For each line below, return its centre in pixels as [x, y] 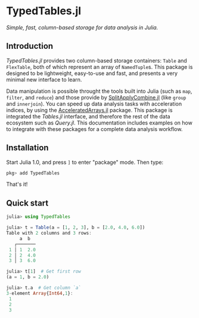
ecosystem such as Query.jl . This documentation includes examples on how [99, 123]
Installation [27, 148]
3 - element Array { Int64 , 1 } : [40, 293]
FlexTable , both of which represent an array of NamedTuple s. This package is [99, 67]
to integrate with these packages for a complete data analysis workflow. [94, 129]
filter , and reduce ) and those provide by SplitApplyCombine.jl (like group [96, 97]
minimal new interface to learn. [44, 79]
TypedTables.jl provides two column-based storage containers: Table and [97, 60]
